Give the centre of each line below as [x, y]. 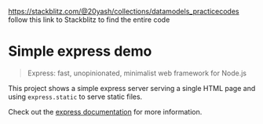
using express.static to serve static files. [75, 97]
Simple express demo [80, 51]
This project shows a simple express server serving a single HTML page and [132, 88]
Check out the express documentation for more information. [105, 111]
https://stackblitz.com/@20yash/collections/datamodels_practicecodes [124, 11]
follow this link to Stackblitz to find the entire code [89, 20]
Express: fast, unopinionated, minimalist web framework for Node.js [137, 73]
